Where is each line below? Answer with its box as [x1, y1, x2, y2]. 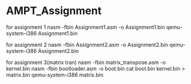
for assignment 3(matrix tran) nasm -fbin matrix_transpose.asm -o [6, 59, 166, 66]
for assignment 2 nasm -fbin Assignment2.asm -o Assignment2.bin [6, 41, 168, 48]
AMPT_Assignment [6, 4, 102, 18]
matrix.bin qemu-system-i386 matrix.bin [6, 71, 104, 78]
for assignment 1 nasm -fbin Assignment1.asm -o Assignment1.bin [6, 23, 165, 31]
